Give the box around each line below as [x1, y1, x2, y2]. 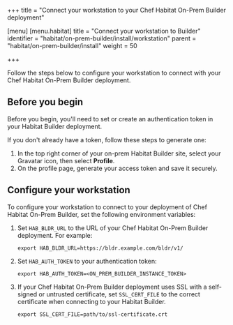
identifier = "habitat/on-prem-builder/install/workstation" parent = [7, 34, 197, 43]
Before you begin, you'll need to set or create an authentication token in [7, 114, 213, 123]
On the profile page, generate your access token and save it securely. [17, 164, 218, 172]
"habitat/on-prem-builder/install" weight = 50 [7, 42, 137, 50]
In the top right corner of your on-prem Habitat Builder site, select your [17, 149, 221, 158]
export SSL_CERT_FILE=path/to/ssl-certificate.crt [17, 310, 168, 318]
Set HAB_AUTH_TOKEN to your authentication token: [17, 257, 157, 265]
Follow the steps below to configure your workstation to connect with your [7, 69, 221, 77]
